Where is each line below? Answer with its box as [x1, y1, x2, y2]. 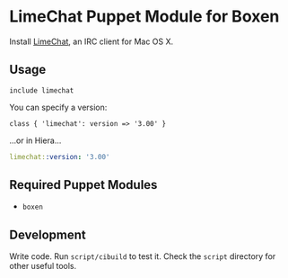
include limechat [9, 85, 74, 95]
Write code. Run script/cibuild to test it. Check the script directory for [9, 251, 276, 262]
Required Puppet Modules [9, 177, 158, 193]
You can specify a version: [9, 102, 108, 112]
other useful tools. [9, 261, 77, 272]
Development [9, 227, 87, 242]
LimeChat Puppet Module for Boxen [9, 6, 280, 27]
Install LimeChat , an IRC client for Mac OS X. [9, 36, 174, 47]
